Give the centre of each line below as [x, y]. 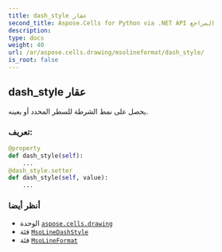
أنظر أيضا [24, 206]
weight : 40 [26, 45]
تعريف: [21, 132]
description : [30, 30]
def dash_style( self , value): [58, 178]
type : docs [26, 38]
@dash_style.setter [41, 171]
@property [25, 148]
